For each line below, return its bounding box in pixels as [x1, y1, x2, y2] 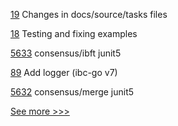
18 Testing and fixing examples [10, 28, 138, 39]
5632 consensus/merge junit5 [10, 86, 135, 98]
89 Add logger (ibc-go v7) [10, 67, 118, 78]
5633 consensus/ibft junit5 [10, 47, 122, 59]
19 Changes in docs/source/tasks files [10, 9, 168, 20]
